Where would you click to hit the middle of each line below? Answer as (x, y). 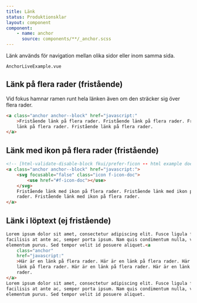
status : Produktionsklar (36, 17)
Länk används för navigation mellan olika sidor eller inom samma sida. (91, 56)
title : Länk (21, 11)
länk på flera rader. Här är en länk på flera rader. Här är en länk (103, 267)
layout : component (28, 22)
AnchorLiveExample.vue (34, 66)
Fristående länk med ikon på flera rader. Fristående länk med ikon (102, 191)
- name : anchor (35, 34)
